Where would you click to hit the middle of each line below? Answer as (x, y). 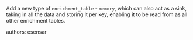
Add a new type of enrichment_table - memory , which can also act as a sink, (96, 8)
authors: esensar (26, 32)
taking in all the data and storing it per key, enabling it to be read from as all (97, 14)
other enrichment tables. (36, 21)
